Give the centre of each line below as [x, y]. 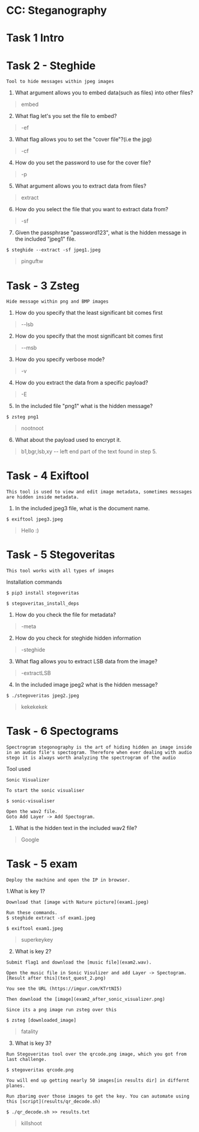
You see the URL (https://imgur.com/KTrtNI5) [64, 989]
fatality [29, 1031]
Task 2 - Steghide [51, 65]
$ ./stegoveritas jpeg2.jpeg [43, 696]
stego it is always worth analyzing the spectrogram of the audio [91, 758]
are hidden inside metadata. [43, 497]
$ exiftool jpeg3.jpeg [35, 519]
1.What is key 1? [26, 891]
